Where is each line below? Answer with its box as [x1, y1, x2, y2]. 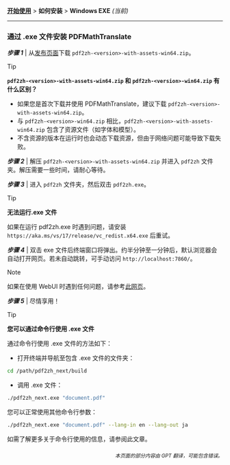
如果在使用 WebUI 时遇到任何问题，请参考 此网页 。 [7, 283, 149, 291]
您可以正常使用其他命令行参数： [7, 408, 97, 416]
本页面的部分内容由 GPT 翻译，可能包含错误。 [115, 452, 223, 459]
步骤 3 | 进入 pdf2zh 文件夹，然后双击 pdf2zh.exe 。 [7, 180, 151, 189]
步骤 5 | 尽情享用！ [7, 297, 60, 305]
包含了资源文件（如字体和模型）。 [47, 126, 140, 134]
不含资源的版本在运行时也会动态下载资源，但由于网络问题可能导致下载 [16, 134, 216, 143]
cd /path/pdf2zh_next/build [7, 368, 88, 374]
